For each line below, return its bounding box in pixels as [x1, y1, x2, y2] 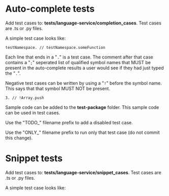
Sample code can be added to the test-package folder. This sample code [5, 104, 159, 110]
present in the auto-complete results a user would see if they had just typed [5, 65, 164, 71]
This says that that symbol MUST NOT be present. [5, 85, 111, 92]
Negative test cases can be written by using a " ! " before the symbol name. [5, 80, 162, 86]
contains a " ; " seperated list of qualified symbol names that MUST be [5, 59, 151, 65]
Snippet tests [5, 153, 63, 164]
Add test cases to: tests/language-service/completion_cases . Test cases [5, 20, 161, 26]
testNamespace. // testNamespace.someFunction [5, 45, 106, 50]
